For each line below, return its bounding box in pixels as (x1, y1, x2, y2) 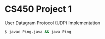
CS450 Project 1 (4, 3, 72, 15)
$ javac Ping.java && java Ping (4, 29, 71, 34)
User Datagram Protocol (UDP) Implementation (4, 20, 101, 26)
